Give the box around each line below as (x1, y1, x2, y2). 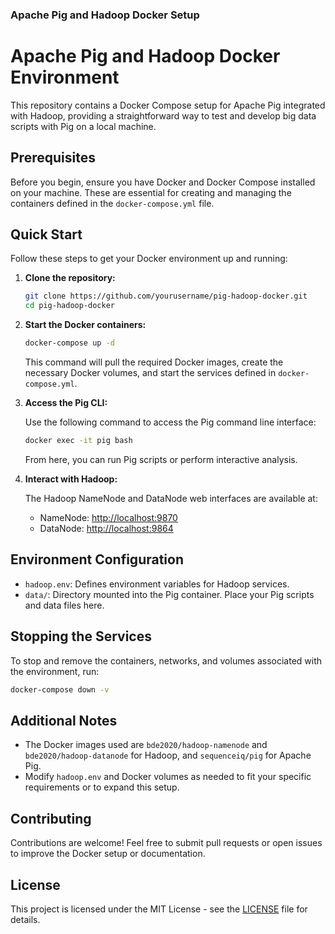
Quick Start (10, 226, 83, 243)
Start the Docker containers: (24, 319, 147, 331)
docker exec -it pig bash (24, 436, 133, 446)
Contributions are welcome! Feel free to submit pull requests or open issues (10, 837, 323, 849)
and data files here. (24, 599, 105, 611)
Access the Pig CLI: (24, 397, 108, 409)
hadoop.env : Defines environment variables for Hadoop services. (24, 578, 290, 590)
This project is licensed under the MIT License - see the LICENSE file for (10, 903, 308, 915)
